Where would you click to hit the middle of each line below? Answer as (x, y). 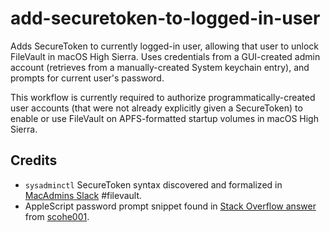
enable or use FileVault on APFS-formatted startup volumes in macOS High (164, 118)
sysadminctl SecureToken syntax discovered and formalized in (153, 184)
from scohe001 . (57, 216)
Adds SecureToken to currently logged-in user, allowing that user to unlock (165, 46)
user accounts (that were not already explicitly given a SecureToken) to (156, 108)
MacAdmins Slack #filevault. (83, 195)
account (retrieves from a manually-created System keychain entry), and (160, 67)
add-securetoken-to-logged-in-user (165, 18)
